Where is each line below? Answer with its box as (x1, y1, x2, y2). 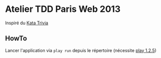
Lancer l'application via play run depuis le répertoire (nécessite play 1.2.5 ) (5, 47, 157, 53)
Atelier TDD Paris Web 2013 (5, 3, 121, 15)
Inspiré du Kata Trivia (5, 20, 48, 26)
